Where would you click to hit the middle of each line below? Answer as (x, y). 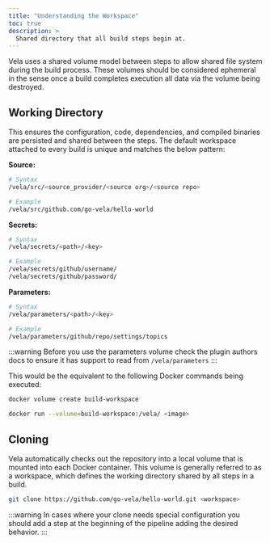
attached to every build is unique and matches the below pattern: (117, 149)
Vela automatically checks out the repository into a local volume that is (126, 459)
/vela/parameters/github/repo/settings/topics (88, 336)
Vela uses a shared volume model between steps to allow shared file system (135, 61)
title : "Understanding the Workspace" (74, 16)
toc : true (25, 23)
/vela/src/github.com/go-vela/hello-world (81, 209)
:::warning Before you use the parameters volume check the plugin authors (133, 351)
